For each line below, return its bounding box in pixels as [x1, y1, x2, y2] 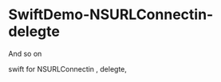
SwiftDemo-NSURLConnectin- [8, 6, 214, 24]
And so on [8, 49, 42, 58]
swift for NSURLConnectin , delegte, [8, 64, 128, 73]
